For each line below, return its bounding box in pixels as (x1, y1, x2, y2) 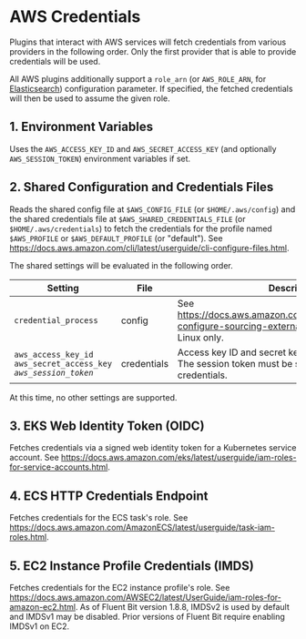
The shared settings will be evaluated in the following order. (9, 259, 234, 270)
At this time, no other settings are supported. (9, 391, 178, 402)
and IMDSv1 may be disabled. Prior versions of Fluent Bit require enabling (9, 612, 285, 622)
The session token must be (177, 357, 293, 370)
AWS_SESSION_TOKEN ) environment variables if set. (9, 153, 191, 164)
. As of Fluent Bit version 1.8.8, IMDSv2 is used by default (75, 602, 290, 612)
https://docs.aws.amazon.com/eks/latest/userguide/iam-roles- (60, 452, 297, 463)
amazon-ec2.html (9, 602, 76, 612)
